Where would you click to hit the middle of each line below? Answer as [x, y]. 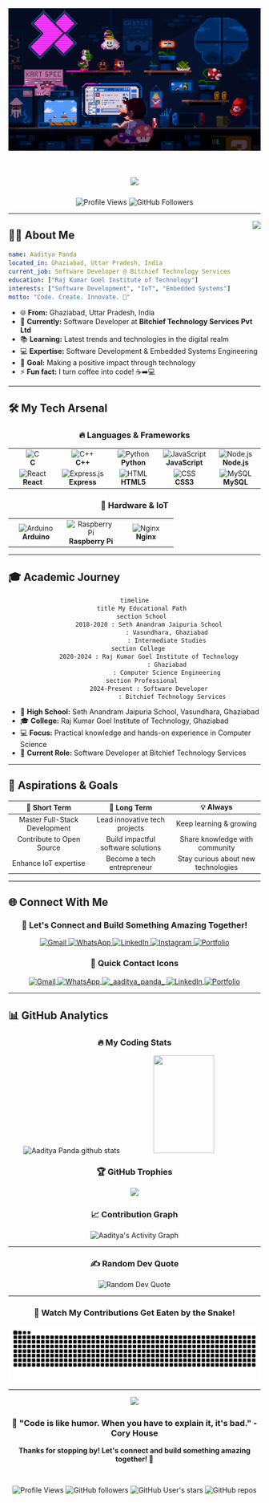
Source [49, 847]
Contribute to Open [49, 839]
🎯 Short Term [49, 807]
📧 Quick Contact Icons [134, 964]
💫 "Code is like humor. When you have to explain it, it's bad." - [134, 1423]
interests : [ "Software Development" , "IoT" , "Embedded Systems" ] [119, 288]
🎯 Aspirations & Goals [63, 786]
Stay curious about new [217, 859]
